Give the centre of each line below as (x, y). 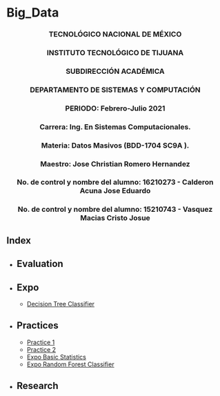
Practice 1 (41, 342)
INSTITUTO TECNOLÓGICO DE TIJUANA (115, 53)
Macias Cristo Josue (115, 218)
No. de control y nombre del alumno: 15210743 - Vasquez (115, 210)
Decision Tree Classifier (60, 304)
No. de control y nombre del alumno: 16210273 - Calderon (115, 182)
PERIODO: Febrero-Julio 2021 (115, 108)
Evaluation (40, 264)
